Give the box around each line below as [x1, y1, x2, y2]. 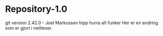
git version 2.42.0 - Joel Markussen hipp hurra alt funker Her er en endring [5, 20, 159, 26]
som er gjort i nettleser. [5, 25, 53, 31]
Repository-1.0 [5, 3, 68, 15]
